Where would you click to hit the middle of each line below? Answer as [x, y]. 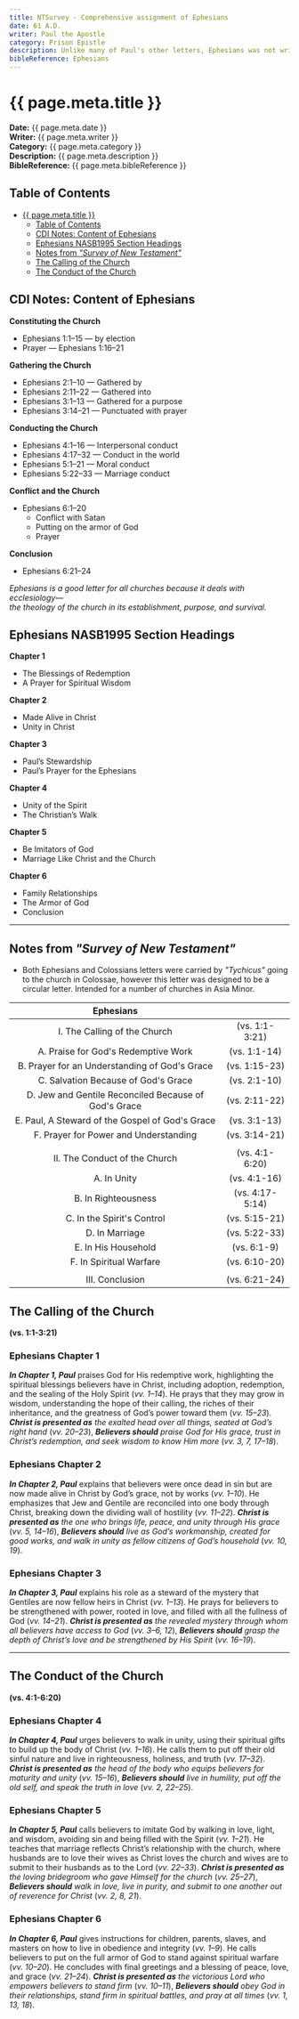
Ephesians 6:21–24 [57, 571]
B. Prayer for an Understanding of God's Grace [115, 1066]
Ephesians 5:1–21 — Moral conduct [86, 464]
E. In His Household [115, 1247]
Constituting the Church [55, 320]
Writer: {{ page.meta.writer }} [64, 137]
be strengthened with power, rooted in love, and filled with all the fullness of [148, 1611]
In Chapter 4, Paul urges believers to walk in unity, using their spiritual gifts [147, 1740]
